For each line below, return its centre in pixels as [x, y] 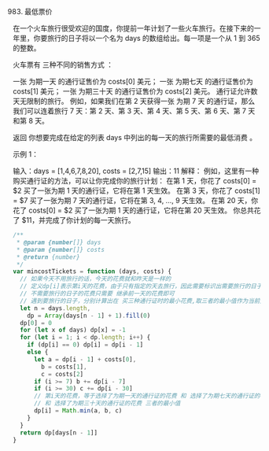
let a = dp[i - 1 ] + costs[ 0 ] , [85, 359]
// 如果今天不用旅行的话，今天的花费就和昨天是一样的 [96, 279]
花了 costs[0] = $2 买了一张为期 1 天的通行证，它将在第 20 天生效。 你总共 [133, 210]
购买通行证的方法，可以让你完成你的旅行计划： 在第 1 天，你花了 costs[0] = [135, 181]
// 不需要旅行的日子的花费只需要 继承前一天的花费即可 [98, 294]
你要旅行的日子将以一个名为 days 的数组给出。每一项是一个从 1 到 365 [147, 38]
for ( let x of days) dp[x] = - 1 [73, 330]
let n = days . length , [55, 308]
